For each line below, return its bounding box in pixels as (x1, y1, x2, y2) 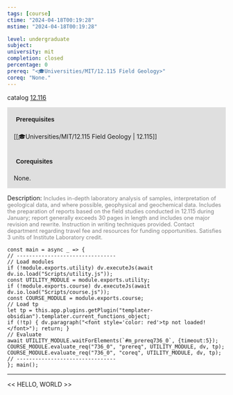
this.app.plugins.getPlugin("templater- (35, 306, 154, 314)
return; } (41, 325, 70, 332)
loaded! (184, 319, 207, 326)
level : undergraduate (7, 35, 70, 42)
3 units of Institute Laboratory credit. (7, 234, 103, 241)
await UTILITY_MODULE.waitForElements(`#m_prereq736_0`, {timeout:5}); (7, 337, 218, 344)
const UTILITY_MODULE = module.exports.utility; (7, 276, 150, 283)
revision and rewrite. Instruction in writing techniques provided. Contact (7, 220, 195, 228)
